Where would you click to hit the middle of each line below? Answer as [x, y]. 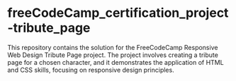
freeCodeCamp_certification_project [118, 13]
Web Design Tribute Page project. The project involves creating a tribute [113, 55]
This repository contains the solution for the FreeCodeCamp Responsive [113, 47]
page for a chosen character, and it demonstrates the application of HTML [116, 62]
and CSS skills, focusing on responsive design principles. [91, 70]
